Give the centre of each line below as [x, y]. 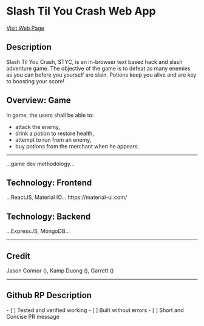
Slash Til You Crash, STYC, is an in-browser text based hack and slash [95, 61]
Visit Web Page [25, 28]
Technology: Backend [49, 216]
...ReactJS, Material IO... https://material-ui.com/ [67, 197]
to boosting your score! [36, 81]
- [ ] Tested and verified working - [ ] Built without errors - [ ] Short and [95, 310]
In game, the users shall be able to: [50, 115]
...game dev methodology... [40, 164]
